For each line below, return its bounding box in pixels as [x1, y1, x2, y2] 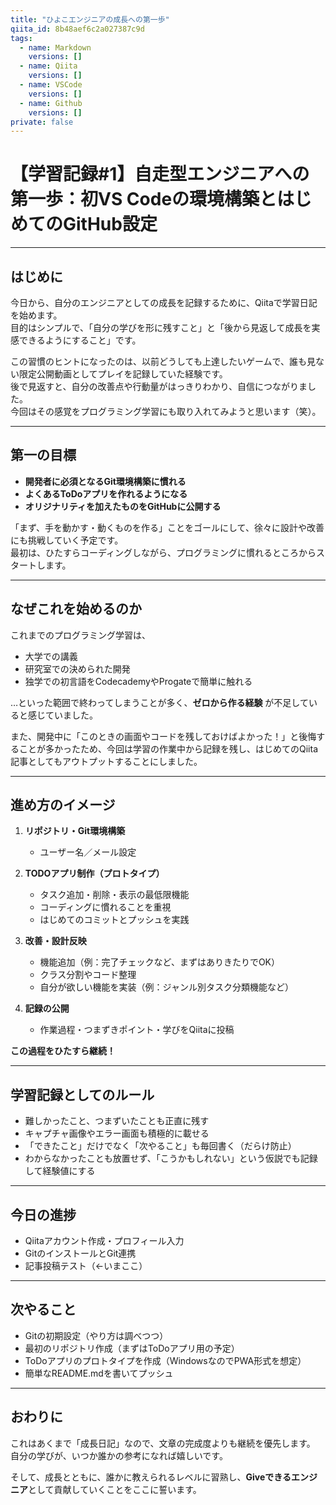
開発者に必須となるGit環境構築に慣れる [24, 475, 187, 487]
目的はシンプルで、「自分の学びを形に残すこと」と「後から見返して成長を [10, 322, 312, 333]
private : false [10, 117, 74, 127]
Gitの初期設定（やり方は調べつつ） [24, 1329, 169, 1341]
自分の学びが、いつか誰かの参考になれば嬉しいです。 [10, 1449, 228, 1461]
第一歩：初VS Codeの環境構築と [10, 188, 278, 211]
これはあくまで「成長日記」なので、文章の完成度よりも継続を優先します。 [10, 1437, 316, 1449]
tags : [10, 33, 33, 43]
